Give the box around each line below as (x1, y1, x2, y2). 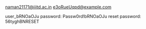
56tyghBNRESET (5, 19, 40, 24)
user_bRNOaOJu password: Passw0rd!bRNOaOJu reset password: (5, 14, 142, 19)
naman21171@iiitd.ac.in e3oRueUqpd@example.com (5, 4, 112, 10)
